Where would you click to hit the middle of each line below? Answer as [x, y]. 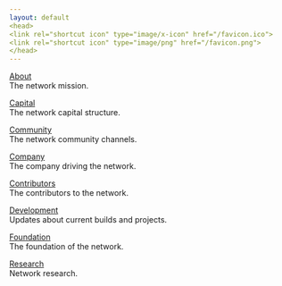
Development [34, 210]
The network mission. [49, 86]
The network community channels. [73, 139]
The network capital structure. [65, 113]
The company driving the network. [73, 166]
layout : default [39, 17]
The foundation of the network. [66, 247]
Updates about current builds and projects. [88, 220]
